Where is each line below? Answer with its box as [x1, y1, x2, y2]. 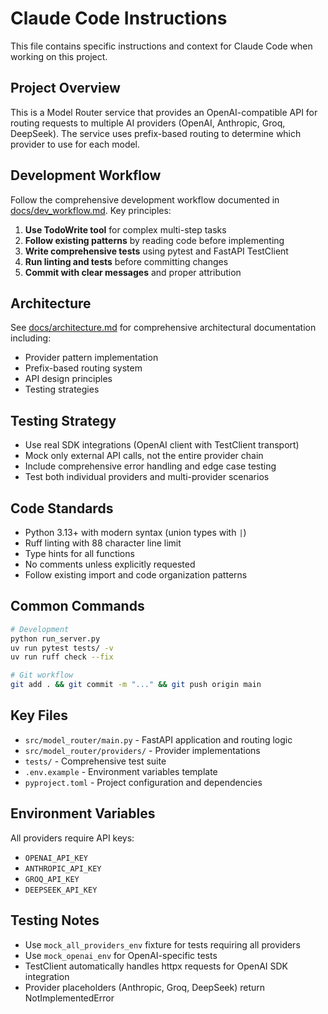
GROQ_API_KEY [24, 874, 80, 884]
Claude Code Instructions [10, 7, 228, 30]
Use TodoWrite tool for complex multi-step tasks [24, 223, 227, 236]
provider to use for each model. [10, 138, 141, 150]
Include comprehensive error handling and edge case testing [24, 460, 277, 472]
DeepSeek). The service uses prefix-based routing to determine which [10, 127, 302, 139]
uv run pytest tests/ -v [10, 643, 114, 653]
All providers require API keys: [10, 832, 135, 844]
